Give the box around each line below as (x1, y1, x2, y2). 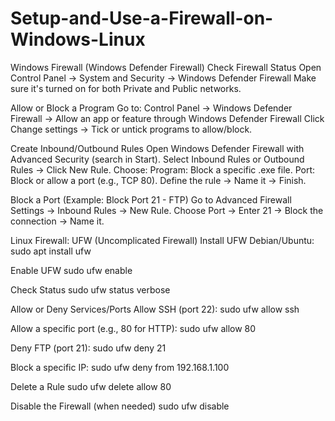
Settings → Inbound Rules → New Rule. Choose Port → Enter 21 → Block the (10, 204, 324, 216)
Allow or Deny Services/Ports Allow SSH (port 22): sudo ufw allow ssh (10, 303, 300, 315)
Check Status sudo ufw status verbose (10, 283, 171, 296)
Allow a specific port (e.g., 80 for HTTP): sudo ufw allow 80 (10, 322, 257, 334)
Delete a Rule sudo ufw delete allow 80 (10, 380, 172, 392)
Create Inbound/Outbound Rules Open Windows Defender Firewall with (10, 142, 305, 154)
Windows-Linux (10, 28, 146, 51)
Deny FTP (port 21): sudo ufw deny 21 (10, 342, 167, 354)
